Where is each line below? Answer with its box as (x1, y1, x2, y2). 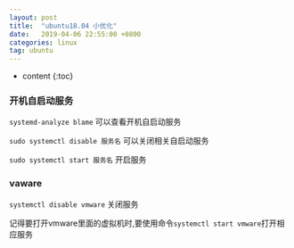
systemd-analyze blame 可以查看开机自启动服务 (9, 117, 182, 128)
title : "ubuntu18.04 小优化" (9, 21, 118, 30)
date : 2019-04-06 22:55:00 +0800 (9, 29, 142, 38)
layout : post (9, 12, 58, 22)
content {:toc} (21, 70, 74, 81)
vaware (9, 178, 43, 190)
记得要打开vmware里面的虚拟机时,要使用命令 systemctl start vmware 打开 (9, 218, 278, 228)
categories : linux (9, 37, 78, 47)
